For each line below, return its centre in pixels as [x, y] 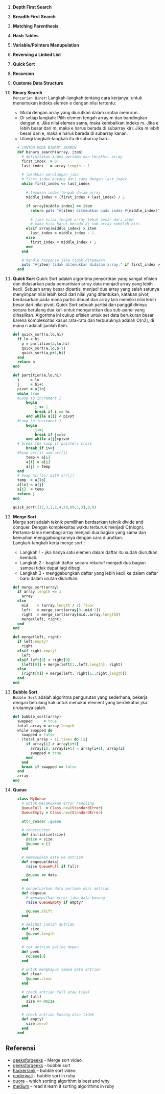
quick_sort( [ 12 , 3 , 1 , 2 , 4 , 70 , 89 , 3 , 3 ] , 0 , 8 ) [55, 507]
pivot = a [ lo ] [32, 389]
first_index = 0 [39, 161]
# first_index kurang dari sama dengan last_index [74, 179]
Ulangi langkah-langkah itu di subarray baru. [65, 139]
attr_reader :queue [42, 821]
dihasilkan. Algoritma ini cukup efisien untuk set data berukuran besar [83, 315]
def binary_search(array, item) [50, 152]
